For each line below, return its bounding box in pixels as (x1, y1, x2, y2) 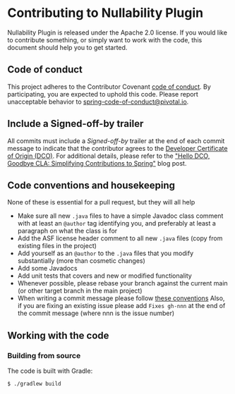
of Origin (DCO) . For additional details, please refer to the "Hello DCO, (7, 152, 210, 160)
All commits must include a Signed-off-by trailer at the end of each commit (7, 136, 225, 145)
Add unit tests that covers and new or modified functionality (17, 271, 192, 280)
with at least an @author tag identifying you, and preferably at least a (17, 219, 217, 228)
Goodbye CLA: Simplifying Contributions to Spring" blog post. (7, 159, 187, 167)
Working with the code (7, 329, 109, 341)
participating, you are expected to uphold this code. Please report (7, 90, 199, 98)
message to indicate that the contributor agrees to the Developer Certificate (7, 144, 228, 152)
